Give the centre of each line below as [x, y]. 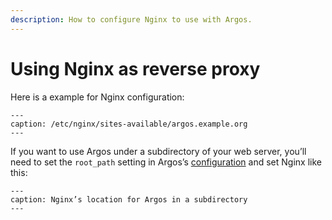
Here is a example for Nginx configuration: [97, 97]
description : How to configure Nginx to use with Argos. [131, 19]
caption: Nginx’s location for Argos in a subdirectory [129, 199]
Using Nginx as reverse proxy [135, 68]
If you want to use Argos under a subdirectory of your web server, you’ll [158, 151]
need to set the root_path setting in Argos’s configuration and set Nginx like [166, 162]
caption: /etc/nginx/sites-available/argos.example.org [129, 124]
